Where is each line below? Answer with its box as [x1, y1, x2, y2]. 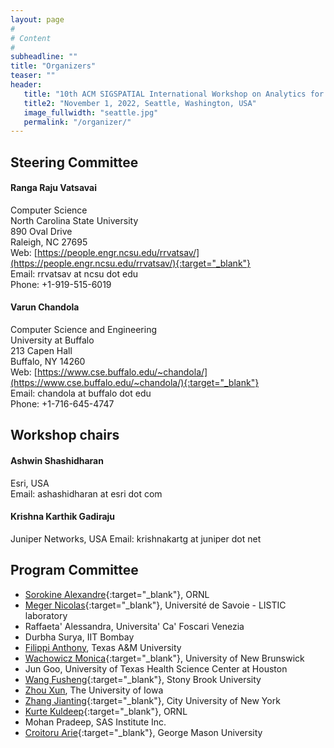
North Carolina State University [10, 214, 139, 226]
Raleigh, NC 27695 [10, 236, 88, 248]
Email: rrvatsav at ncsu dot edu [10, 267, 138, 280]
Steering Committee [10, 154, 139, 171]
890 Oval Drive [10, 225, 73, 237]
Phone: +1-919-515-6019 [10, 278, 112, 290]
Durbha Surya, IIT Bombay [24, 631, 135, 643]
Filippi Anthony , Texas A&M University [24, 641, 182, 653]
